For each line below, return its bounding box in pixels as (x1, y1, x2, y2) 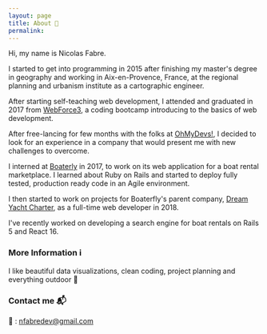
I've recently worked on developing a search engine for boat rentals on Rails (8, 218, 260, 228)
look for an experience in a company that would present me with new (8, 138, 237, 147)
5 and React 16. (8, 227, 59, 236)
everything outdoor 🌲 (8, 274, 78, 284)
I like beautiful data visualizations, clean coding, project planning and (8, 266, 236, 276)
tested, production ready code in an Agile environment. (8, 179, 190, 188)
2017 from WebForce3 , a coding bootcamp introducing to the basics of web (8, 105, 257, 115)
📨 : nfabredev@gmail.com (8, 316, 94, 325)
